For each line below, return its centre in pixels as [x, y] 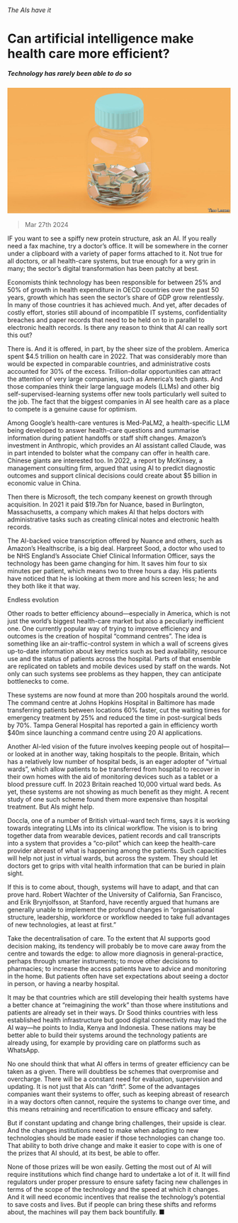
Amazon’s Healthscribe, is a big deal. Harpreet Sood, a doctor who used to [116, 548]
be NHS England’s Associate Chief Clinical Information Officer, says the [111, 556]
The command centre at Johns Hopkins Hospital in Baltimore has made [111, 703]
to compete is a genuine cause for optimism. [72, 409]
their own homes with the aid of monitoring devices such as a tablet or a [113, 777]
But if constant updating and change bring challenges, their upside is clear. [117, 1123]
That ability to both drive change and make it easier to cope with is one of [115, 1146]
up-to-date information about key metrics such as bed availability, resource [117, 651]
